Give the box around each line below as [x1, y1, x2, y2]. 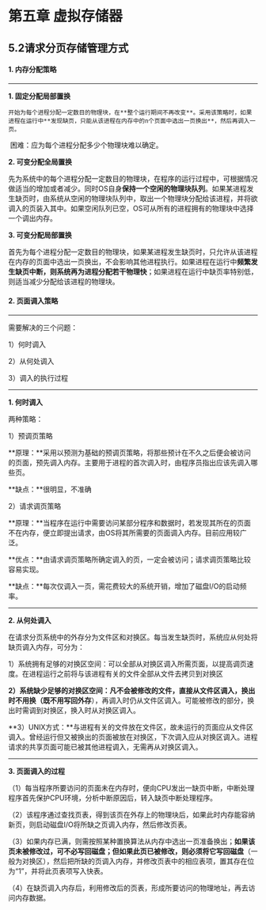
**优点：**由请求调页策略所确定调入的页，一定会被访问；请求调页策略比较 [8, 555, 252, 564]
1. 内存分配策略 [8, 65, 57, 74]
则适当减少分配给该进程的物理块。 [8, 276, 120, 286]
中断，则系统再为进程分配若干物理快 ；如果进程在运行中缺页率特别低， [28, 267, 258, 276]
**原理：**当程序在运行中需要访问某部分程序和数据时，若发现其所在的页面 [8, 518, 252, 527]
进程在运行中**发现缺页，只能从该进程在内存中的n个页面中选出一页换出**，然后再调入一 [8, 116, 256, 125]
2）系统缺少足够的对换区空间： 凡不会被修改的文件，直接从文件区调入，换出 [8, 685, 256, 695]
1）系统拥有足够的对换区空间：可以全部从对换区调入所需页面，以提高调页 [8, 658, 247, 669]
